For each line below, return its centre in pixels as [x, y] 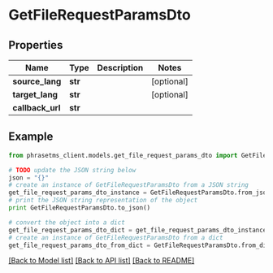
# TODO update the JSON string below [72, 170]
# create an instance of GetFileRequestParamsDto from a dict [116, 237]
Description [120, 68]
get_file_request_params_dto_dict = [70, 230]
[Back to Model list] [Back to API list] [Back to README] [102, 261]
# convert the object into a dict [67, 222]
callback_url [37, 108]
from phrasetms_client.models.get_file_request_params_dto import [123, 155]
